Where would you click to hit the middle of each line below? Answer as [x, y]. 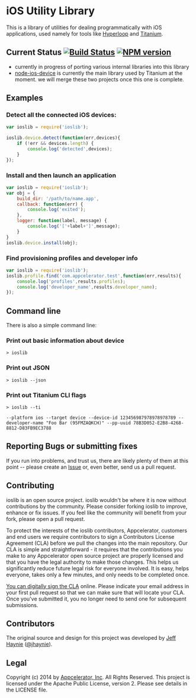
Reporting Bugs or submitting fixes [72, 446]
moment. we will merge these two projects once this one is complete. [99, 79]
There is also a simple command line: [52, 326]
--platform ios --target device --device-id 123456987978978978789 [91, 418]
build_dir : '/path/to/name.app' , [58, 198]
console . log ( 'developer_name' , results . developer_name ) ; [87, 287]
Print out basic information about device [65, 341]
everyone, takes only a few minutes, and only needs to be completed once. [98, 574]
